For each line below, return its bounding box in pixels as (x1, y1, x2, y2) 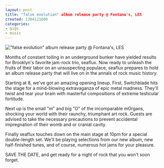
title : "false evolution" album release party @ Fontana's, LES (5, 12, 142, 17)
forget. (5, 157, 19, 163)
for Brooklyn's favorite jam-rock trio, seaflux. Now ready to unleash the (5, 60, 152, 65)
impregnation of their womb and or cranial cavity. (5, 121, 106, 127)
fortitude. (5, 96, 24, 102)
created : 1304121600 (5, 17, 48, 22)
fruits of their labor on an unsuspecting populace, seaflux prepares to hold (5, 65, 158, 71)
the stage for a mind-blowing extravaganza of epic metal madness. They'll (5, 85, 158, 91)
